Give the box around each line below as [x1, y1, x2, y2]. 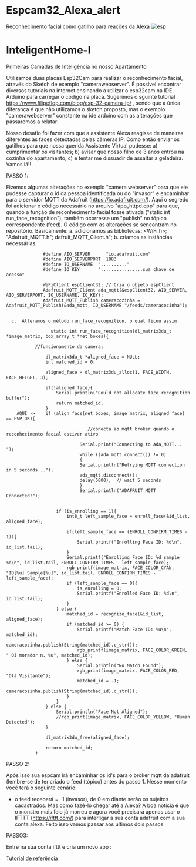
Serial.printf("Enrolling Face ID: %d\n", [77, 539, 183, 545]
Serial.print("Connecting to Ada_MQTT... [79, 441, 183, 447]
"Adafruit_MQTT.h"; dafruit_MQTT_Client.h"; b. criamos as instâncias [6, 233, 173, 240]
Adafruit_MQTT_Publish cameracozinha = [43, 297, 141, 303]
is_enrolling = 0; [77, 585, 122, 591]
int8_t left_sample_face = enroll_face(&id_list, [66, 513, 191, 519]
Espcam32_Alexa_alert [6, 4, 121, 17]
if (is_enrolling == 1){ [56, 508, 117, 514]
